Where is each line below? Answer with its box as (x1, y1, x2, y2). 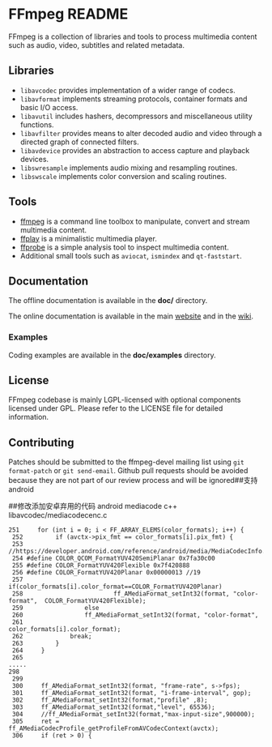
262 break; (11, 633, 92, 641)
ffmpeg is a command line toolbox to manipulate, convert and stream (19, 216, 250, 226)
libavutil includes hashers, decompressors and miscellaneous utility (19, 111, 253, 121)
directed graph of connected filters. (19, 137, 139, 147)
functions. (19, 119, 54, 130)
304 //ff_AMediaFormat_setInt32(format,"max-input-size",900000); (11, 711, 255, 719)
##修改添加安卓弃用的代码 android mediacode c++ (8, 502, 178, 511)
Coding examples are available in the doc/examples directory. (8, 350, 216, 360)
